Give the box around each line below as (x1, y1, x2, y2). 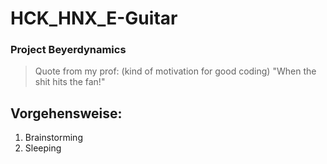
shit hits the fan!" (34, 76, 106, 88)
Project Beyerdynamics (10, 43, 127, 57)
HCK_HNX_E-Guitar (10, 7, 178, 30)
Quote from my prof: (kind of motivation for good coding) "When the (34, 65, 317, 77)
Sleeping (24, 142, 62, 154)
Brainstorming (24, 132, 83, 144)
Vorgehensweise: (10, 105, 123, 122)
